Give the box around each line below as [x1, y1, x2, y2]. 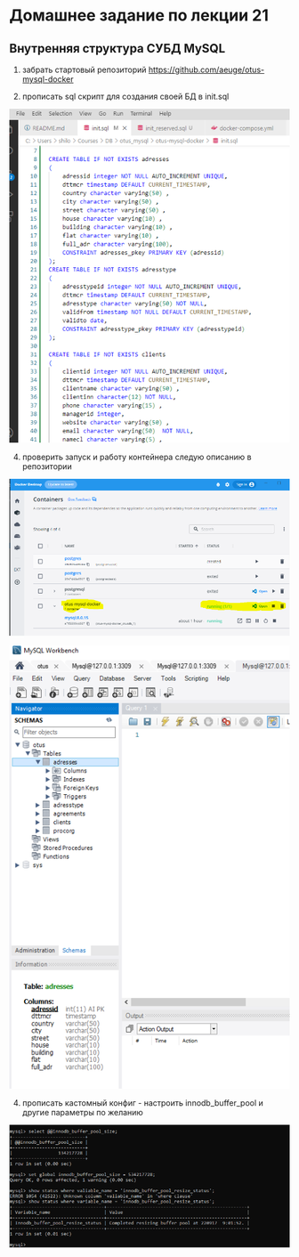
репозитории [21, 461, 73, 472]
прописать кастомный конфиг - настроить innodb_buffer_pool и [21, 1097, 264, 1108]
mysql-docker [21, 74, 74, 85]
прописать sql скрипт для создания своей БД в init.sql [21, 91, 230, 101]
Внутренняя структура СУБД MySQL [9, 41, 226, 56]
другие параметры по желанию [21, 1107, 144, 1117]
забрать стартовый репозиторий [21, 64, 147, 75]
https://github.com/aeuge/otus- [148, 64, 265, 75]
